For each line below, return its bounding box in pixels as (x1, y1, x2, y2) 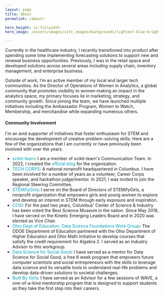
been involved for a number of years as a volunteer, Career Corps (12, 171, 144, 177)
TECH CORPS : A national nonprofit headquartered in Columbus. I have (12, 166, 154, 172)
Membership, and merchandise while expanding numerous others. (5, 108, 139, 115)
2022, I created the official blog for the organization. (12, 161, 118, 167)
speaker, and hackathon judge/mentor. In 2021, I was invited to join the (12, 176, 155, 182)
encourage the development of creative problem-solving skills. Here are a (5, 136, 154, 142)
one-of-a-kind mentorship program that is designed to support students (12, 280, 157, 286)
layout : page (5, 7, 32, 12)
